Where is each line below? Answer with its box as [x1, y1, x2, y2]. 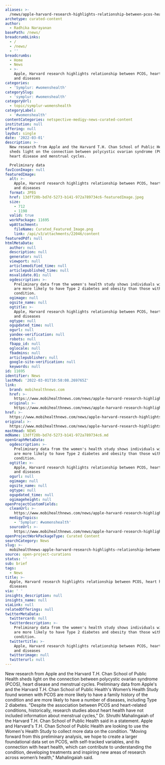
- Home [9, 58, 23, 63]
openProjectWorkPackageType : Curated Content [5, 533, 100, 538]
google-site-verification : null [9, 360, 76, 365]
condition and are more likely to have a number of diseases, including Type [5, 697, 157, 702]
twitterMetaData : [5, 611, 41, 616]
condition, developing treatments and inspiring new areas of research [5, 749, 146, 755]
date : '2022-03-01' [5, 135, 45, 140]
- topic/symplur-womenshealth [9, 103, 71, 108]
